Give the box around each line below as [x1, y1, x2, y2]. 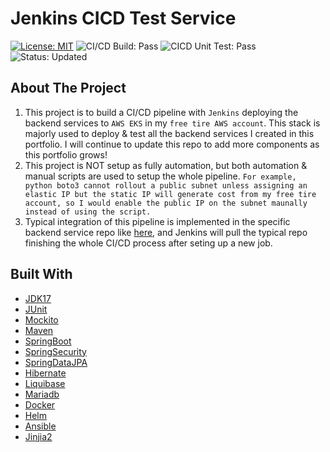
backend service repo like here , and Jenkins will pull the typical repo [24, 226, 308, 238]
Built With [10, 266, 73, 283]
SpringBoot [24, 335, 72, 347]
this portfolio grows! [24, 148, 108, 161]
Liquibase [24, 377, 66, 389]
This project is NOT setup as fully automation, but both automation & [24, 159, 308, 171]
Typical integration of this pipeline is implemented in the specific [24, 215, 291, 227]
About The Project [10, 80, 127, 97]
